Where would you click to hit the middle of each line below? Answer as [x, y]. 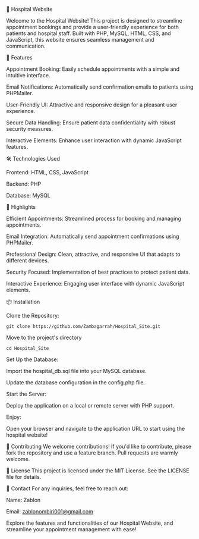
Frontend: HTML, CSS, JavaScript [48, 172]
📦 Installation [23, 302]
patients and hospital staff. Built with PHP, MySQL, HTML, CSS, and [89, 33]
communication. [26, 46]
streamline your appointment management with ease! [71, 529]
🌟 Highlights [21, 207]
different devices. [28, 261]
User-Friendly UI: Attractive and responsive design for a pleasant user [92, 105]
